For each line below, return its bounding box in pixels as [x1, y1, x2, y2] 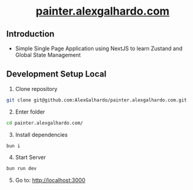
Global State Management [15, 51, 81, 59]
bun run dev [6, 166, 37, 172]
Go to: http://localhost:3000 [15, 177, 86, 184]
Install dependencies [15, 131, 68, 138]
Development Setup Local [6, 69, 107, 79]
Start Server [15, 154, 46, 161]
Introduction [6, 29, 55, 39]
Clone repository [15, 85, 58, 92]
